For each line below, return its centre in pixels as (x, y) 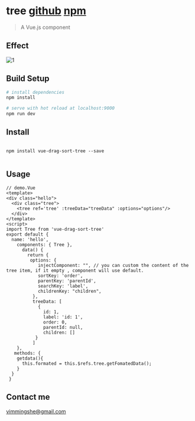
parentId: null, (63, 327)
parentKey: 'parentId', (67, 281)
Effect (17, 46)
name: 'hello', (30, 239)
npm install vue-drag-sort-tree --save (55, 151)
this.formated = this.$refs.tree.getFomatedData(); (87, 363)
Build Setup (28, 79)
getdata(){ (30, 358)
